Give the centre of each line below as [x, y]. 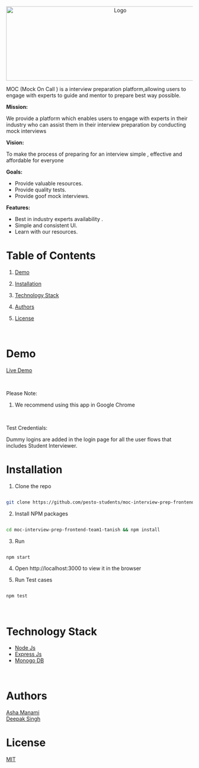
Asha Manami [23, 713]
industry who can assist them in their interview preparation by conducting [96, 125]
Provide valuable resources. [49, 183]
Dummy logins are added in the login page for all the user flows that [89, 439]
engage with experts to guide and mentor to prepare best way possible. [93, 95]
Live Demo [19, 370]
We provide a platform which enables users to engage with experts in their [97, 118]
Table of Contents [51, 256]
